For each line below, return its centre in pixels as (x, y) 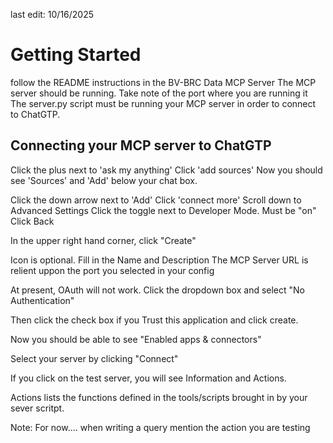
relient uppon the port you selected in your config (112, 270)
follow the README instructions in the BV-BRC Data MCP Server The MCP (163, 82)
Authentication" (42, 300)
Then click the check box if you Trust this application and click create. (154, 320)
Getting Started (76, 55)
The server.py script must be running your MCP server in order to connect (163, 103)
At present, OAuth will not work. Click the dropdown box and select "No (158, 290)
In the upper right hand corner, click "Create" (103, 240)
